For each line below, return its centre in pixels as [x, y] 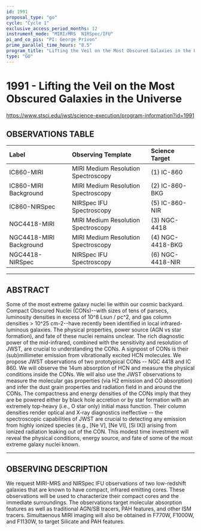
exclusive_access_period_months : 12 [52, 28]
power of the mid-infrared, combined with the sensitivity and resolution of [97, 343]
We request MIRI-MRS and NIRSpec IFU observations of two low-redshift [96, 483]
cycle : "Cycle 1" [28, 23]
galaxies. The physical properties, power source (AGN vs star [105, 330]
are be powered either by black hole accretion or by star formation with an [98, 400]
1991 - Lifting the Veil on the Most [91, 86]
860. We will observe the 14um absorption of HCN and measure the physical [100, 368]
